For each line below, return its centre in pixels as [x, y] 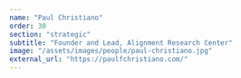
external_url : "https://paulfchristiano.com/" [99, 59]
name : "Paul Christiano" [56, 17]
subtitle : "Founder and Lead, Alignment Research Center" [121, 43]
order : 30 [28, 26]
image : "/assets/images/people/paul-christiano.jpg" [111, 51]
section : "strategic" [50, 34]
